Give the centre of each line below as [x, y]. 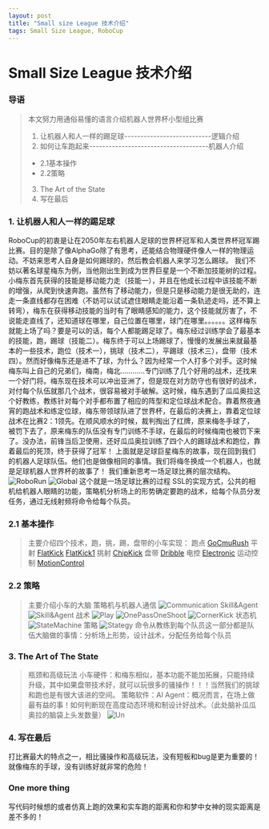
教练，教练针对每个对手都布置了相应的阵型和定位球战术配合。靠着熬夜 [138, 401]
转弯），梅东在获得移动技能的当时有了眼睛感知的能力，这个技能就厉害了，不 [133, 311]
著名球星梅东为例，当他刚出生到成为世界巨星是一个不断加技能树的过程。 [141, 270]
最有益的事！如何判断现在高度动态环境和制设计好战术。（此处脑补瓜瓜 [142, 705]
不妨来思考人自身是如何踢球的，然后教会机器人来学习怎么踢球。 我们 [135, 261]
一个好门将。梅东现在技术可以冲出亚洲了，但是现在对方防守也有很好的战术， [134, 381]
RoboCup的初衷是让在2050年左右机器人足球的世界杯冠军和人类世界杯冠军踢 [134, 241]
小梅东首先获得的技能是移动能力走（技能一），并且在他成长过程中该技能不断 [133, 281]
